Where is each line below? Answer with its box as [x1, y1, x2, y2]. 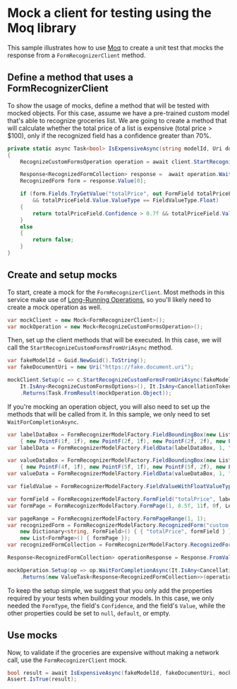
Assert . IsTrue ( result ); [7, 676, 78, 683]
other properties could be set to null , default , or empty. [7, 608, 171, 617]
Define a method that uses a [7, 71, 134, 83]
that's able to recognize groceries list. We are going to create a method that [7, 116, 227, 125]
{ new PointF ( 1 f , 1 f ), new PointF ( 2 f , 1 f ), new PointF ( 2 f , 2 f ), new [20, 437, 226, 445]
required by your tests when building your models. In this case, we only [7, 594, 214, 602]
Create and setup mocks [7, 269, 118, 281]
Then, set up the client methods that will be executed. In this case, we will [7, 336, 222, 344]
